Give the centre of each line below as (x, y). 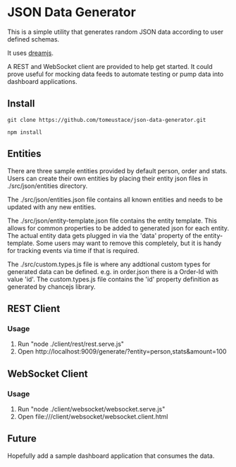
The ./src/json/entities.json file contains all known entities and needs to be (115, 199)
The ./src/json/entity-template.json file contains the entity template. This (112, 220)
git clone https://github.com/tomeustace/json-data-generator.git (107, 120)
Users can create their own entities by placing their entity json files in (108, 178)
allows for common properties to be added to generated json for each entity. (118, 228)
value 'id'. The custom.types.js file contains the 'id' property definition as (113, 279)
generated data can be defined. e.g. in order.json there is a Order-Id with (113, 271)
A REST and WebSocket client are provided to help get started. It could (110, 66)
